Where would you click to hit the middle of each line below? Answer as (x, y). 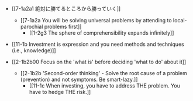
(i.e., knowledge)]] (34, 51)
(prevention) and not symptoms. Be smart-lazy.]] (79, 79)
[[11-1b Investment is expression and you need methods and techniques (98, 44)
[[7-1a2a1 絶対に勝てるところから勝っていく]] (66, 9)
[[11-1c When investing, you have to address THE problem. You (104, 86)
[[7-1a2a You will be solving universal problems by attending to (96, 20)
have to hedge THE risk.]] (60, 92)
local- (180, 20)
